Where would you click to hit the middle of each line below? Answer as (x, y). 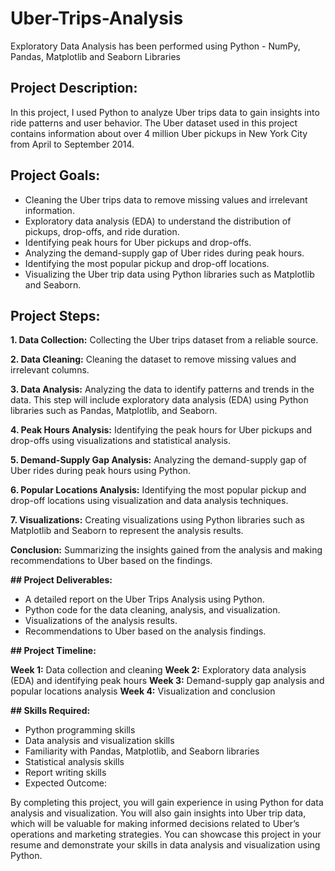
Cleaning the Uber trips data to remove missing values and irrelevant (166, 199)
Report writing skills (65, 773)
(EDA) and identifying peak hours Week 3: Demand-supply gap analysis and (167, 681)
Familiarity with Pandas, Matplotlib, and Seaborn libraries (142, 751)
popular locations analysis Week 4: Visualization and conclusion (143, 691)
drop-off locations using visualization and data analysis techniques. (149, 501)
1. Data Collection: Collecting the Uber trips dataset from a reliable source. (164, 340)
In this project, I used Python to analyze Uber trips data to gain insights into (165, 112)
